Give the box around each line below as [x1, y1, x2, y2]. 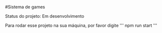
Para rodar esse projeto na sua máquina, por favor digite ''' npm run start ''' [5, 22, 158, 28]
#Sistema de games [5, 4, 46, 10]
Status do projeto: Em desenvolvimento [5, 13, 85, 19]
